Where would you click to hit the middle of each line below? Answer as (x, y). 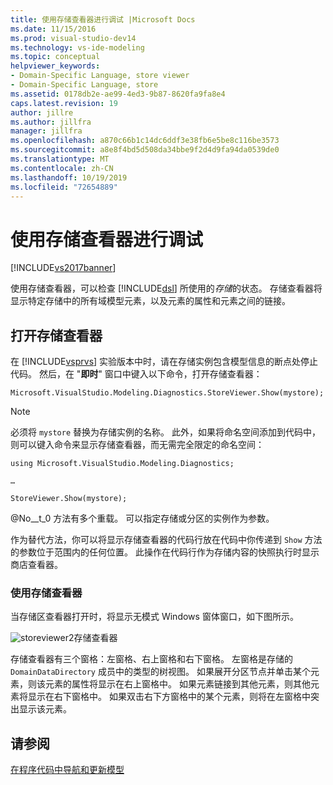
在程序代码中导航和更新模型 (67, 770)
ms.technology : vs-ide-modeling (77, 47)
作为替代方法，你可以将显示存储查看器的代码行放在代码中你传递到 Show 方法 (166, 540)
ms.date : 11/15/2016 (53, 29)
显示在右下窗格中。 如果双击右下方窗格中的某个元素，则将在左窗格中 (169, 697)
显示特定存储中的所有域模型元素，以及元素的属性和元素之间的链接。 (150, 301)
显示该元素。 (45, 709)
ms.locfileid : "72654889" (64, 187)
